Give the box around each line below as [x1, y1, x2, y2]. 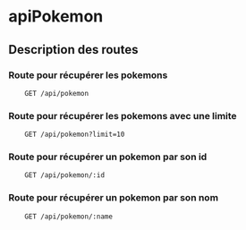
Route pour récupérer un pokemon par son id [8, 150, 208, 163]
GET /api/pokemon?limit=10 [24, 130, 125, 140]
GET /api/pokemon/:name [24, 212, 114, 221]
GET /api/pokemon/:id [24, 171, 105, 180]
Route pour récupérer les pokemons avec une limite [8, 109, 238, 122]
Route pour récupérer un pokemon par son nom [8, 192, 219, 204]
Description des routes [8, 42, 139, 57]
